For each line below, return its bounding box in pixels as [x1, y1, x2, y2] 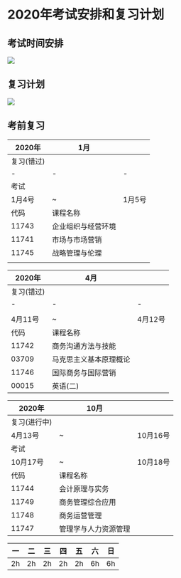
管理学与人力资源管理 [59, 524, 131, 534]
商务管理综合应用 [59, 497, 116, 507]
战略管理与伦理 [52, 248, 102, 258]
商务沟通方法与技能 [52, 341, 116, 351]
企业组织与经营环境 [52, 221, 116, 231]
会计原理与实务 [59, 483, 109, 493]
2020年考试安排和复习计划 [7, 6, 165, 23]
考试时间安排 [7, 37, 64, 49]
